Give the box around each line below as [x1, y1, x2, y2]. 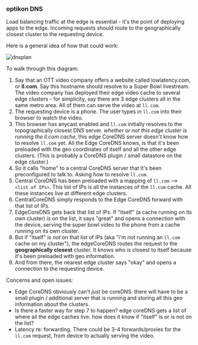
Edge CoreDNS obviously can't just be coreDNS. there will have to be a [14, 288, 188, 295]
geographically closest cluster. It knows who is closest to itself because [14, 246, 192, 253]
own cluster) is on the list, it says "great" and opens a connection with [14, 215, 186, 222]
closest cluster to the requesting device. [6, 31, 105, 38]
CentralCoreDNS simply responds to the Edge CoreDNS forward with [14, 196, 183, 203]
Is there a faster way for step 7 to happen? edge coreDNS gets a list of [14, 307, 187, 314]
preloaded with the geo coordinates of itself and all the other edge [14, 146, 176, 153]
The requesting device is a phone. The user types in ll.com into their [14, 108, 182, 115]
